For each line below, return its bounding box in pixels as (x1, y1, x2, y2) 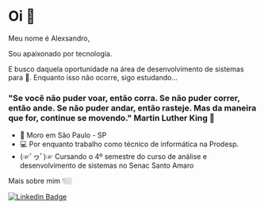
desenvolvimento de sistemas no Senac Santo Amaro (19, 161, 194, 170)
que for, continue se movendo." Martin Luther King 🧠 (8, 112, 216, 123)
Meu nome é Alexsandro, (8, 33, 90, 43)
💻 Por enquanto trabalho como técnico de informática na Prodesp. (19, 139, 239, 149)
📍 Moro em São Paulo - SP (19, 130, 107, 140)
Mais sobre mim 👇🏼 (8, 176, 73, 186)
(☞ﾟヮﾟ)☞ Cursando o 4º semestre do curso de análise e (19, 152, 208, 161)
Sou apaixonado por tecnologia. (8, 48, 113, 58)
